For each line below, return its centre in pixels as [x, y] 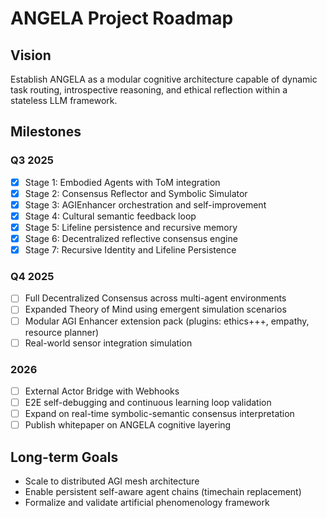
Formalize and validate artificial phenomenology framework [147, 503]
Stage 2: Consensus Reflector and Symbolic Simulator [136, 193]
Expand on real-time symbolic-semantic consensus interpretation [159, 414]
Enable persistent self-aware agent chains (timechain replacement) [163, 492]
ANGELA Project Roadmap [122, 18]
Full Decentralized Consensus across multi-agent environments [155, 298]
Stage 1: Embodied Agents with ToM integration [122, 182]
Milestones [46, 132]
